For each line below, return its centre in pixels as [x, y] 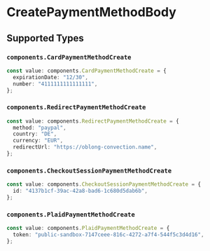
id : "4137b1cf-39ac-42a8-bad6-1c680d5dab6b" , [80, 191]
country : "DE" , [35, 134]
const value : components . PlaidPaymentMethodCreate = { [88, 229]
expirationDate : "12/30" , [51, 77]
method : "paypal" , [40, 128]
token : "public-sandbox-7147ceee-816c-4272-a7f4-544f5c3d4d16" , [108, 235]
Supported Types [45, 38]
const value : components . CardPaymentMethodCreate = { [87, 71]
